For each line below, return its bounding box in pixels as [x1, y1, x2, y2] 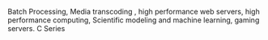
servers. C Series [7, 24, 66, 33]
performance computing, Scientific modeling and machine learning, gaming [7, 15, 260, 25]
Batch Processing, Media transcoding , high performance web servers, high [7, 7, 260, 16]
